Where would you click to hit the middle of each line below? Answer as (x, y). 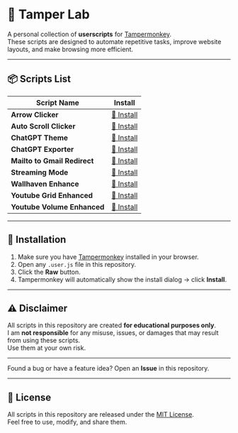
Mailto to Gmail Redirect (52, 160)
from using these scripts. (44, 341)
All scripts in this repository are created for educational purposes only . (112, 325)
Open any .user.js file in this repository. (77, 264)
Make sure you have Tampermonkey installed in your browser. (108, 257)
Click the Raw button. (49, 272)
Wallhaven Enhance (45, 184)
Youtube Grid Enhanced (52, 195)
